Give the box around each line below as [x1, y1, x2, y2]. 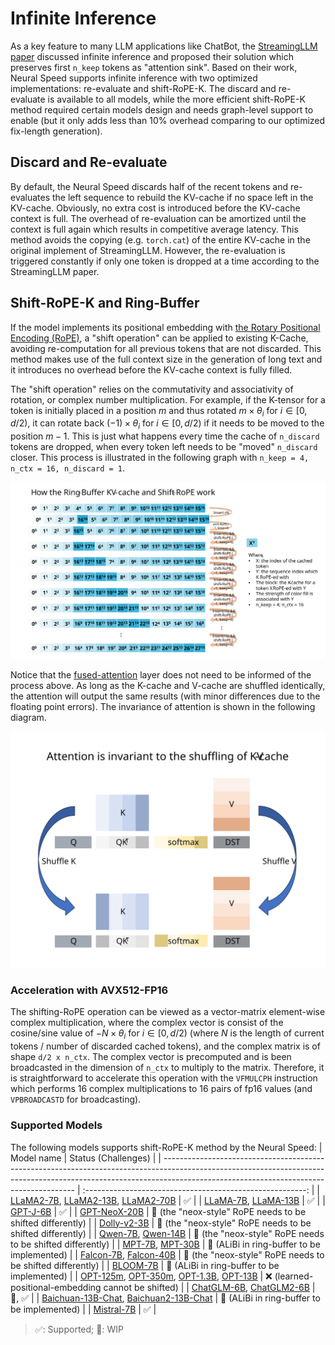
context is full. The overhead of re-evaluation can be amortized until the [10, 212, 307, 224]
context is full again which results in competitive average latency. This [10, 223, 299, 235]
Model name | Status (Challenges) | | [10, 1152, 162, 1164]
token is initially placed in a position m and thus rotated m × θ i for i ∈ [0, [10, 404, 308, 419]
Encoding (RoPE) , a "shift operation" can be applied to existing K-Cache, [10, 332, 309, 344]
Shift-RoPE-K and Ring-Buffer [10, 295, 200, 312]
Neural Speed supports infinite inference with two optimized [10, 72, 258, 84]
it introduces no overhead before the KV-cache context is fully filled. [10, 363, 293, 376]
